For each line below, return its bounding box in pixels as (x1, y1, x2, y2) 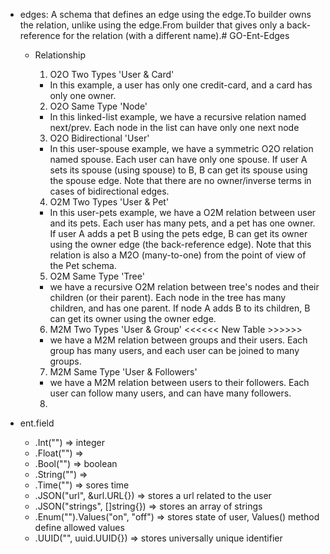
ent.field (19, 417, 55, 429)
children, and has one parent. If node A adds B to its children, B (49, 302, 311, 314)
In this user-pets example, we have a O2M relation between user (49, 207, 317, 218)
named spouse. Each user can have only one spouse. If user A (49, 154, 308, 165)
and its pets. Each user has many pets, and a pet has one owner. (49, 217, 316, 229)
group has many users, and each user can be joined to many (49, 345, 300, 356)
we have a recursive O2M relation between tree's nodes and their (49, 281, 320, 293)
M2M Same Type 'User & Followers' (49, 366, 198, 378)
